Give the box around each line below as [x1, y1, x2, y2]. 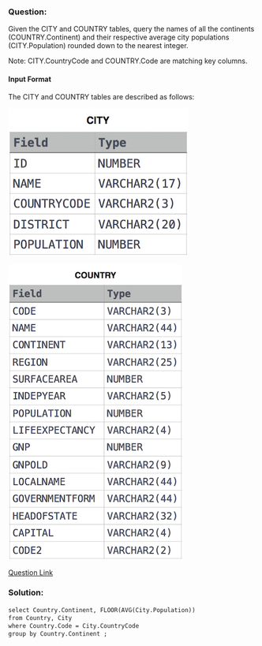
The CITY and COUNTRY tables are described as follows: [8, 91, 195, 101]
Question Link [8, 567, 54, 577]
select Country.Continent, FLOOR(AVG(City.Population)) [8, 606, 196, 614]
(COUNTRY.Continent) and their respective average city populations [8, 32, 230, 42]
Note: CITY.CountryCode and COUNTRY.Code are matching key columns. [8, 56, 248, 65]
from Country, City [8, 614, 73, 622]
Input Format [8, 74, 51, 84]
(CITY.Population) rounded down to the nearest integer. [8, 41, 189, 50]
